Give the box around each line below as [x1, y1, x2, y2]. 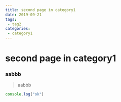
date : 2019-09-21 [5, 12, 42, 17]
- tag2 [7, 21, 22, 27]
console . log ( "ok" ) [5, 92, 44, 97]
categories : [5, 26, 30, 31]
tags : [5, 17, 17, 22]
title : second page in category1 [5, 7, 76, 13]
